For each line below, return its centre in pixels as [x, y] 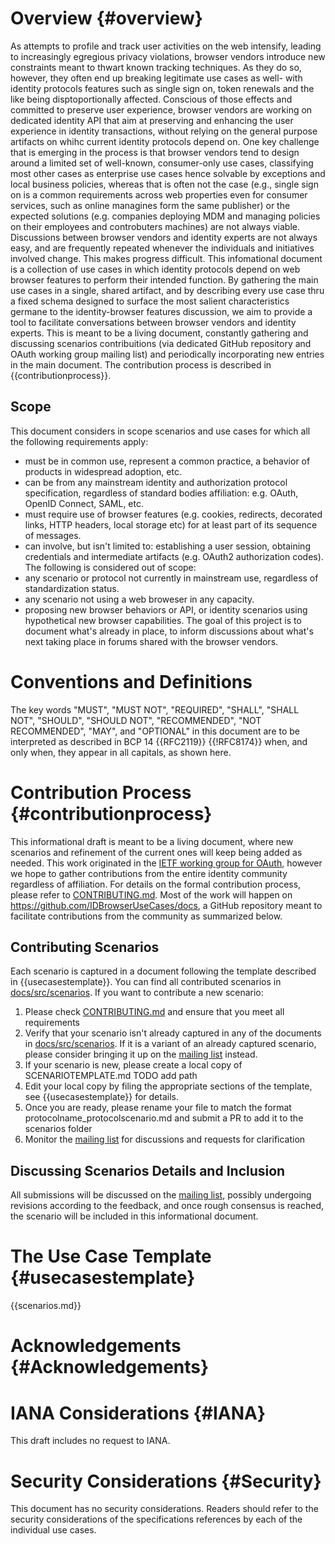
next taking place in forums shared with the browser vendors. [151, 641]
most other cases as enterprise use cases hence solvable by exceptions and [168, 173]
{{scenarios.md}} [46, 1306]
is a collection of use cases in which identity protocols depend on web [155, 269]
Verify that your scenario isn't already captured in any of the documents [173, 1033]
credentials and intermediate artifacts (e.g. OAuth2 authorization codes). [174, 556]
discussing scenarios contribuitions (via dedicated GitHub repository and [161, 343]
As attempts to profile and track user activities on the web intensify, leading [166, 46]
